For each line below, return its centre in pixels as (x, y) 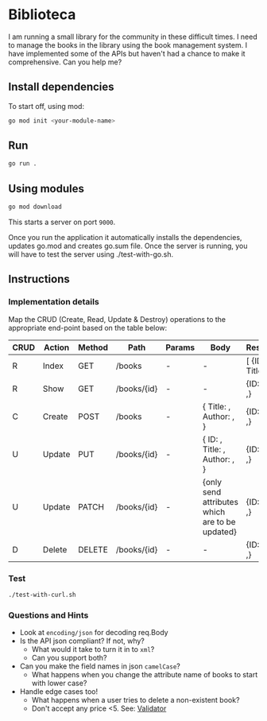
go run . (23, 164)
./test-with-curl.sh (43, 595)
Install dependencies (61, 87)
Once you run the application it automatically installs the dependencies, (125, 237)
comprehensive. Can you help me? (65, 62)
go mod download (35, 207)
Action (56, 347)
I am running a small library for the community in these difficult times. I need (133, 37)
